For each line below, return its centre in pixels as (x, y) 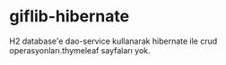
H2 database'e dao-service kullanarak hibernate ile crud (113, 41)
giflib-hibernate (70, 16)
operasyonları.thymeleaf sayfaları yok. (80, 50)
